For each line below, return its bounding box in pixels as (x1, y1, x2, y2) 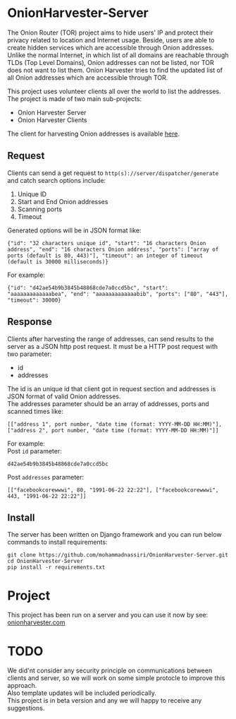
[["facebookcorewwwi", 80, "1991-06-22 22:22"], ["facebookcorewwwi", (7, 486, 219, 494)
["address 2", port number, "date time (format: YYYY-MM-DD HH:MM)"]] (7, 427, 219, 434)
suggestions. (7, 704, 45, 713)
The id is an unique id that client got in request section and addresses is (7, 384, 216, 393)
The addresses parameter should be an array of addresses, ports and (7, 399, 209, 408)
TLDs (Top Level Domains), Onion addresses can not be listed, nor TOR (7, 58, 215, 66)
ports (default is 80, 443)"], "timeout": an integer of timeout (7, 252, 203, 259)
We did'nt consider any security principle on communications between (7, 666, 213, 675)
